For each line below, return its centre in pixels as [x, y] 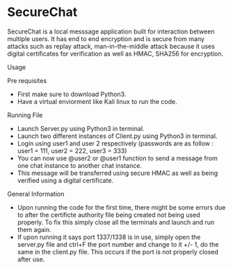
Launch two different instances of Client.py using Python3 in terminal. [117, 136]
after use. [31, 259]
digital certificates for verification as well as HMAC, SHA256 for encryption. [115, 54]
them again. [34, 229]
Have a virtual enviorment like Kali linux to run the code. [97, 101]
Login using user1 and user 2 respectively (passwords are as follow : [115, 143]
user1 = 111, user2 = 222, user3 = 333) [72, 151]
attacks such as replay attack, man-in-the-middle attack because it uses [111, 46]
